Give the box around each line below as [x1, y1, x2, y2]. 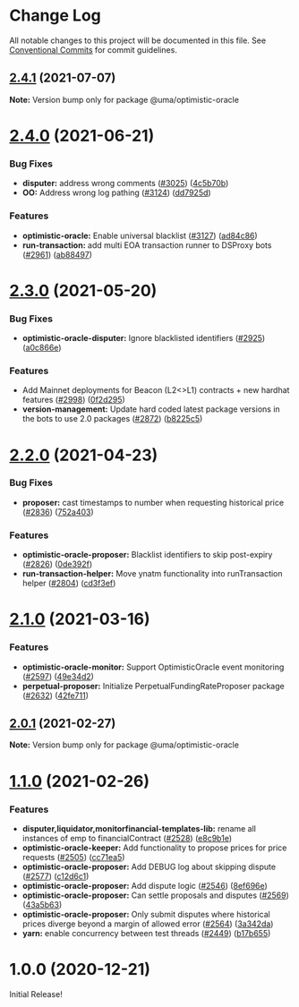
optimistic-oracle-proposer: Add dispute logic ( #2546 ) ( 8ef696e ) [21, 880, 269, 891]
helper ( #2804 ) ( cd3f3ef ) [21, 578, 116, 589]
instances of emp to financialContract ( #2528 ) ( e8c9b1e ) [21, 832, 233, 843]
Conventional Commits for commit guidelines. [9, 44, 177, 55]
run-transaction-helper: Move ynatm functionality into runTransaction [21, 568, 284, 579]
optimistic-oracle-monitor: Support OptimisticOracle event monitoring [21, 661, 285, 672]
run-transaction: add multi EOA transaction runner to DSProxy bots [21, 239, 272, 251]
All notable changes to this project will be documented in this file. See [9, 35, 267, 46]
